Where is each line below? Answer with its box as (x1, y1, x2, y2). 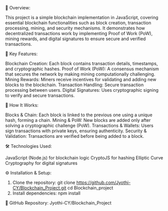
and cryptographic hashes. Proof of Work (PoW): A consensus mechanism (5, 66, 159, 72)
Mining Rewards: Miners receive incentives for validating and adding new (5, 77, 156, 82)
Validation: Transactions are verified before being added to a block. (5, 133, 144, 139)
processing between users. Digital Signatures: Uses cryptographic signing (5, 87, 159, 93)
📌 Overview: (5, 5, 31, 11)
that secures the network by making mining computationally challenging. (5, 71, 155, 77)
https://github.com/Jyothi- (76, 179, 131, 185)
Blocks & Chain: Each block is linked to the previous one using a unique (5, 112, 153, 118)
